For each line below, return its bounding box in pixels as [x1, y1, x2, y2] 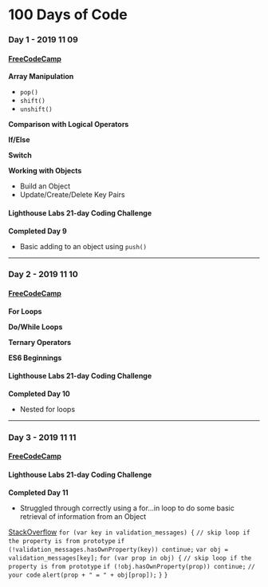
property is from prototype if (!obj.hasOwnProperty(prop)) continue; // [8, 562, 255, 570]
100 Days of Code [8, 6, 128, 24]
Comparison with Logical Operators [8, 120, 129, 129]
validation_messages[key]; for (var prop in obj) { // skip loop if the [8, 553, 252, 562]
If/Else [8, 135, 30, 145]
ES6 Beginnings [8, 353, 62, 363]
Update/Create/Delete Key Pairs [19, 190, 125, 200]
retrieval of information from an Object [19, 511, 147, 521]
